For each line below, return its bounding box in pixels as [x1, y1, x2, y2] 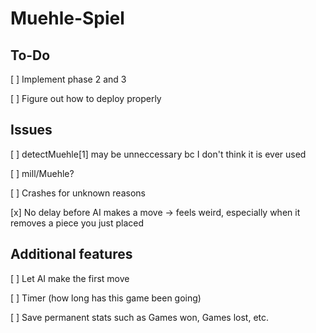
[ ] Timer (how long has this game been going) [10, 292, 202, 304]
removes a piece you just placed [10, 217, 145, 229]
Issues [10, 122, 53, 139]
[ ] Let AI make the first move [10, 272, 130, 284]
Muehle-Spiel [10, 7, 125, 30]
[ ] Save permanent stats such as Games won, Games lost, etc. [10, 311, 270, 323]
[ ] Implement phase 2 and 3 [10, 73, 127, 85]
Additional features [10, 246, 133, 263]
